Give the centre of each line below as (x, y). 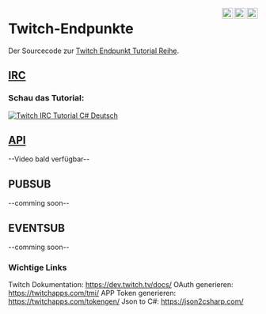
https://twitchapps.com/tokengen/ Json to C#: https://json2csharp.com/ (126, 301)
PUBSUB (30, 184)
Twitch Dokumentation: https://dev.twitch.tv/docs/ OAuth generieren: (121, 285)
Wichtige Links (38, 267)
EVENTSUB (37, 228)
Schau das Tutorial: (46, 98)
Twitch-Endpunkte (71, 29)
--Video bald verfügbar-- (49, 159)
